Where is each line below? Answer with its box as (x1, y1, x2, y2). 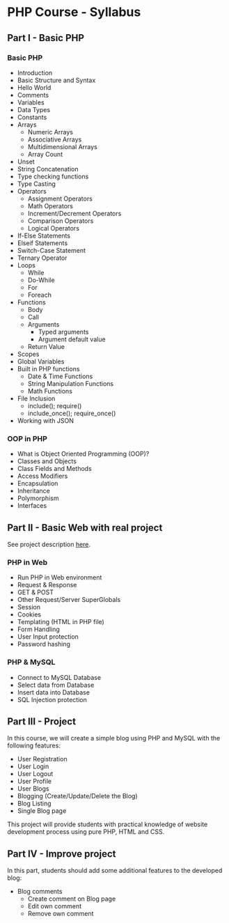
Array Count (27, 150, 63, 158)
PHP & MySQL (7, 658, 56, 667)
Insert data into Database (17, 688, 90, 697)
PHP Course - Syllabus (7, 4, 141, 20)
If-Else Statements (17, 231, 71, 240)
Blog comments (17, 887, 63, 896)
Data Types (17, 105, 51, 114)
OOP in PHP (7, 433, 47, 443)
